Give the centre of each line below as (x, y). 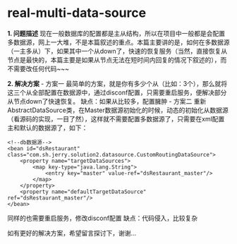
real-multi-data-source (77, 13)
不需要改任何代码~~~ (38, 68)
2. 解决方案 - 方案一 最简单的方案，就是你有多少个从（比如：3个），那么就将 (117, 83)
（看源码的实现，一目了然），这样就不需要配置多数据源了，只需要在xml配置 (116, 118)
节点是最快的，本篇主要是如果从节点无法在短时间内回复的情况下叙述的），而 (117, 60)
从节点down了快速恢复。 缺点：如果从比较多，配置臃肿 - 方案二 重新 (107, 101)
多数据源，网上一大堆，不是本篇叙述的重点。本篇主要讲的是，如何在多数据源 (119, 42)
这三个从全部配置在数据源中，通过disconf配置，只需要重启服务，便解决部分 (117, 92)
